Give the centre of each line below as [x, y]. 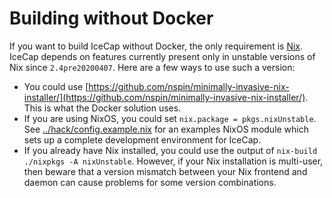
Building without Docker [111, 18]
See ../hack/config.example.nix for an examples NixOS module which [166, 129]
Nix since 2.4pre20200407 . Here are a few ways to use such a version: [152, 67]
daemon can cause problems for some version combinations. [150, 182]
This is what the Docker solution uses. [102, 108]
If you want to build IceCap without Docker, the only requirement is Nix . [156, 46]
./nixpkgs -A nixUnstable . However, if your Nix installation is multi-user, [173, 161]
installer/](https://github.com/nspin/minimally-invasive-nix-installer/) [164, 97]
